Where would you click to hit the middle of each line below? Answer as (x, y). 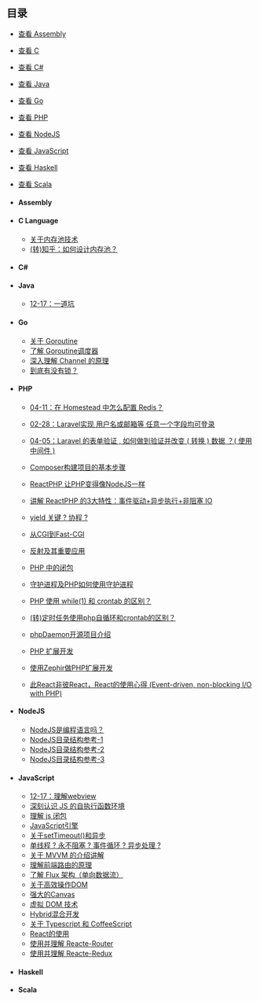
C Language (38, 221)
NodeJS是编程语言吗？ (67, 730)
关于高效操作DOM (59, 885)
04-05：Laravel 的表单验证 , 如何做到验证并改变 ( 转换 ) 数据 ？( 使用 (141, 440)
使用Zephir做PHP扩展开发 (71, 668)
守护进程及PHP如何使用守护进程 (81, 584)
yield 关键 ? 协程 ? (59, 517)
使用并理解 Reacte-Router (71, 944)
